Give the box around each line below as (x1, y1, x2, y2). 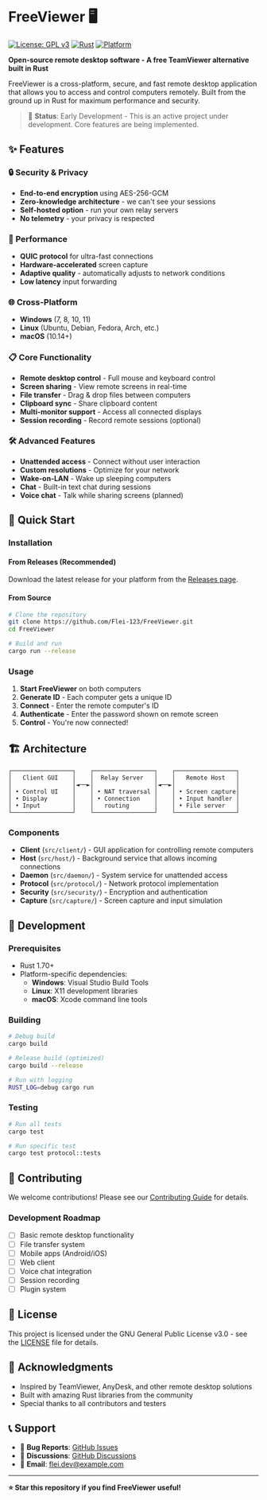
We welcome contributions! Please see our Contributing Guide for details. (8, 1192, 249, 1203)
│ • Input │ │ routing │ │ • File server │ (8, 802, 240, 810)
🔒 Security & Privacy (8, 167, 89, 178)
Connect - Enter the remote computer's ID (19, 701, 159, 710)
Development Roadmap (8, 1212, 101, 1223)
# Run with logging (8, 1076, 73, 1084)
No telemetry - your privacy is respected (19, 213, 155, 223)
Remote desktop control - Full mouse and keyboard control (19, 373, 216, 383)
